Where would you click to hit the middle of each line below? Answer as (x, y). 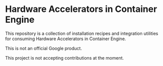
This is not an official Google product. (43, 48)
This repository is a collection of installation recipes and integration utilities (82, 33)
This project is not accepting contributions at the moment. (65, 58)
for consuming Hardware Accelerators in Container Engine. (66, 39)
